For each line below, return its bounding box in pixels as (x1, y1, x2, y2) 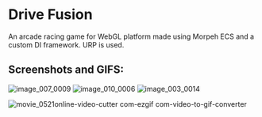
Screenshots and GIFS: (8, 63, 125, 77)
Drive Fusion (8, 6, 93, 24)
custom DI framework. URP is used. (8, 40, 125, 49)
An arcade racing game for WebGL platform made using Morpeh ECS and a (8, 32, 255, 41)
